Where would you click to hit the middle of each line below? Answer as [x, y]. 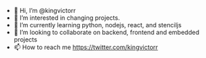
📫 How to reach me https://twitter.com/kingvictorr [86, 47]
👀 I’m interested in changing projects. [67, 18]
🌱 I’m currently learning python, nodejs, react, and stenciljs [97, 25]
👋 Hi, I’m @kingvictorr [45, 11]
